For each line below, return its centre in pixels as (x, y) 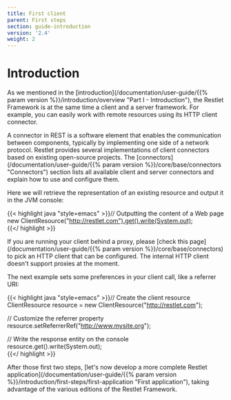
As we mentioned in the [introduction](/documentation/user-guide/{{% (108, 93)
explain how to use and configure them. (63, 180)
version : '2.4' (29, 33)
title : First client (37, 13)
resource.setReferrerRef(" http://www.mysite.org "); (79, 326)
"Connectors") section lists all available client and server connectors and (111, 172)
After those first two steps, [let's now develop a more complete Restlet (107, 368)
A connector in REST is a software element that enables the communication (114, 135)
